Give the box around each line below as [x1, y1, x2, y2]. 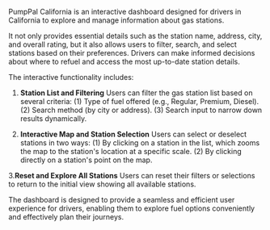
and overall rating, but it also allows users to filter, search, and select [8, 40, 237, 49]
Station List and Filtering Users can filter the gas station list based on [19, 88, 253, 98]
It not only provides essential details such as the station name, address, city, [8, 31, 263, 40]
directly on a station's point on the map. [19, 155, 153, 165]
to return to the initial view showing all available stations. [8, 179, 196, 189]
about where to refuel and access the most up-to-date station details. [8, 56, 240, 66]
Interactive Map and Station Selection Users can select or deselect [19, 129, 247, 139]
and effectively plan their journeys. [8, 212, 124, 221]
